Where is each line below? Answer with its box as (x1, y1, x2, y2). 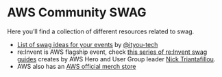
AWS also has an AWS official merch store (16, 62, 136, 70)
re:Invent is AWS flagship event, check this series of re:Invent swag (16, 48, 208, 56)
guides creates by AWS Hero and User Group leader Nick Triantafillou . (16, 55, 216, 63)
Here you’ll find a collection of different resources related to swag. (7, 27, 195, 35)
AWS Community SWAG (7, 5, 147, 20)
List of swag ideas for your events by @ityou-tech (16, 40, 158, 48)
